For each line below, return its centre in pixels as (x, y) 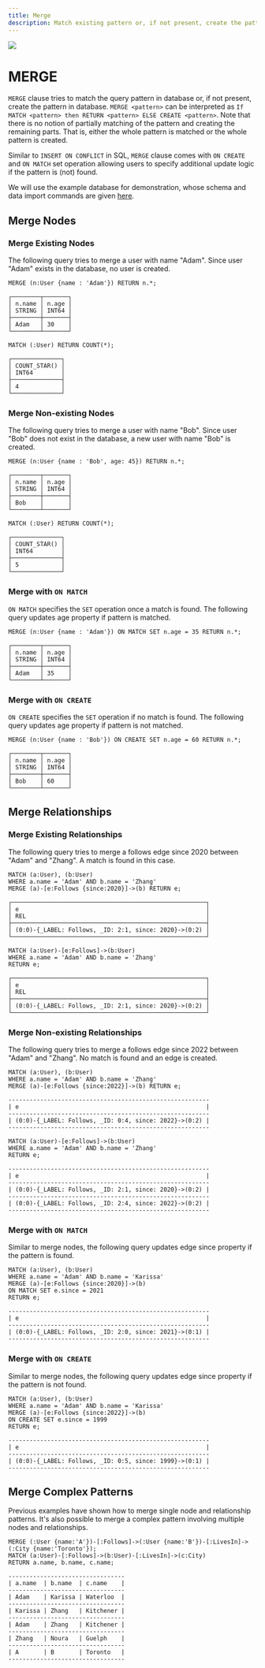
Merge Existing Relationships (65, 835)
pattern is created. (38, 140)
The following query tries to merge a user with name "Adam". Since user (125, 260)
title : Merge (30, 15)
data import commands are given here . (71, 196)
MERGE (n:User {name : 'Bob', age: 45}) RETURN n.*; (97, 462)
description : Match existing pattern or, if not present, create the (125, 23)
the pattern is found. (41, 1256)
